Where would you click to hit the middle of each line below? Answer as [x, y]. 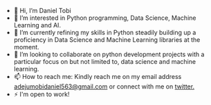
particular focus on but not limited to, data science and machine [104, 61]
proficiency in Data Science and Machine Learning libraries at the [107, 40]
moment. [26, 47]
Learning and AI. [37, 25]
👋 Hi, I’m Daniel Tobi [42, 11]
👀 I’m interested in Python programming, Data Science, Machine [105, 18]
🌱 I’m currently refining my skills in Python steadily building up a [105, 32]
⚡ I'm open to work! [42, 94]
